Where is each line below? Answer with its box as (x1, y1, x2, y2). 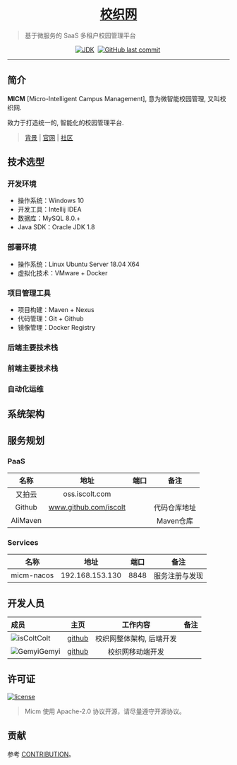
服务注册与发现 (153, 571, 203, 581)
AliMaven (11, 515, 42, 525)
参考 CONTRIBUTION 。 (7, 749, 75, 758)
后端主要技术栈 (7, 343, 59, 352)
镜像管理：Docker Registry (17, 323, 96, 332)
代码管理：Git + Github (17, 314, 84, 323)
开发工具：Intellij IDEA (17, 205, 82, 214)
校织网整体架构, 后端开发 (95, 633, 178, 643)
